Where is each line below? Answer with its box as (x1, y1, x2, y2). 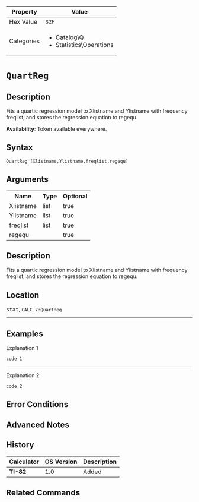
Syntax (6, 143, 33, 153)
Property (11, 8, 37, 15)
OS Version (44, 457, 78, 466)
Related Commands (6, 488, 81, 498)
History (6, 440, 34, 450)
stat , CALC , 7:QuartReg (6, 306, 62, 313)
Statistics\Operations (55, 41, 114, 49)
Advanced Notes (6, 419, 70, 430)
